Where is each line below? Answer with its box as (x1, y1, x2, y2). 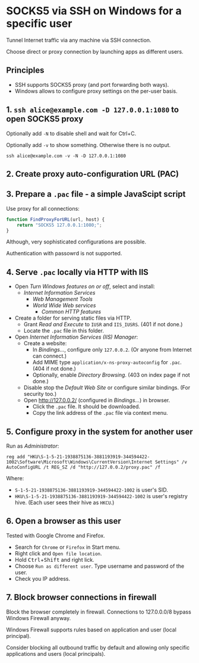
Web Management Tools (32, 296, 93, 303)
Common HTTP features (41, 308, 102, 315)
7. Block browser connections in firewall (6, 592, 157, 602)
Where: (6, 475, 24, 482)
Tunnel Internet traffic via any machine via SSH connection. (6, 36, 151, 43)
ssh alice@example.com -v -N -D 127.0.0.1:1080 (6, 153, 127, 159)
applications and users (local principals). (6, 650, 106, 657)
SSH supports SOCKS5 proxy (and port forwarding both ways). (14, 81, 169, 88)
